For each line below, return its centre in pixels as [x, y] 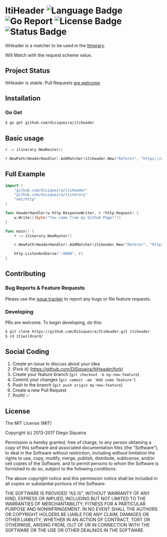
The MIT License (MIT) [29, 423]
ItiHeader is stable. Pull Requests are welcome [53, 82]
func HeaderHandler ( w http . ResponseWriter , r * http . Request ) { [72, 213]
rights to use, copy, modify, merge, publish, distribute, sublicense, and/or [80, 458]
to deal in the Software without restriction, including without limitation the [80, 453]
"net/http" [25, 199]
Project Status [28, 71]
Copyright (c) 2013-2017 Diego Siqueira [45, 433]
